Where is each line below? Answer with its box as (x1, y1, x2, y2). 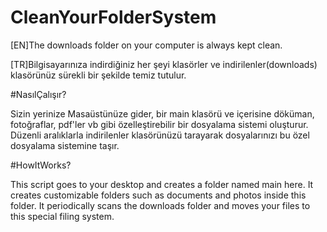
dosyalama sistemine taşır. (10, 139, 120, 151)
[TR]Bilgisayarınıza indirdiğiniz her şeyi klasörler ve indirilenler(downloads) (10, 58, 318, 70)
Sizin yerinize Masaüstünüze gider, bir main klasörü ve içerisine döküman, (10, 107, 315, 120)
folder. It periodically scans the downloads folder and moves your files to (10, 199, 311, 211)
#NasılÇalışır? (10, 88, 67, 100)
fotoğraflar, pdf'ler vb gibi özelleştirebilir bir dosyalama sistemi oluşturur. (10, 118, 309, 130)
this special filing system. (10, 210, 115, 222)
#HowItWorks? (10, 159, 72, 171)
